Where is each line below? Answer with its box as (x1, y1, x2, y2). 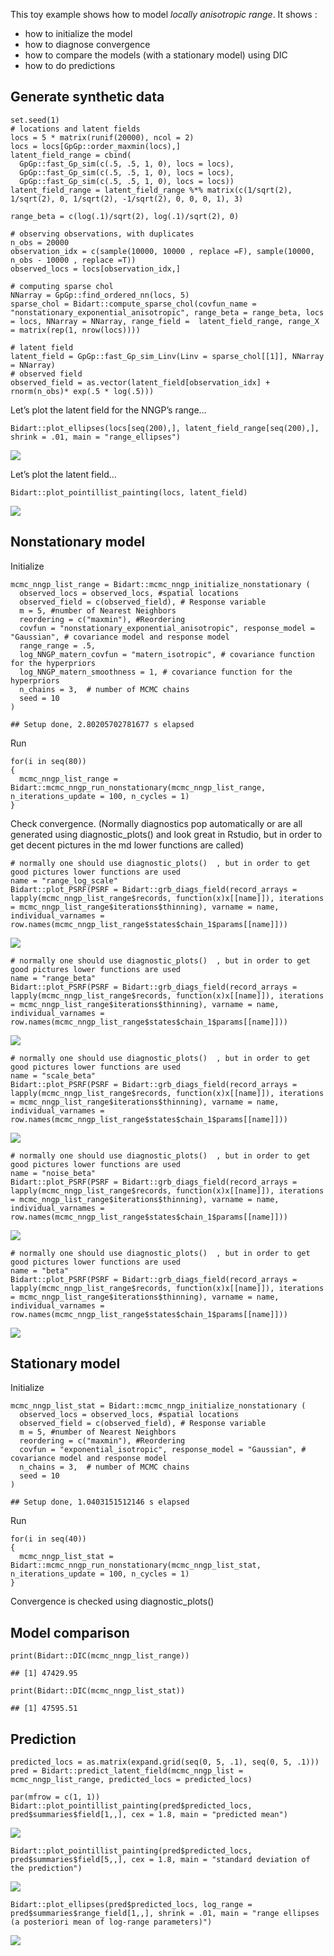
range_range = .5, (19, 640, 97, 651)
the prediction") (10, 1864, 83, 1874)
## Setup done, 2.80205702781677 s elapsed (10, 719, 195, 729)
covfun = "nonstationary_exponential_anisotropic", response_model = (19, 623, 315, 633)
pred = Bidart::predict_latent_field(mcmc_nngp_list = (10, 1766, 244, 1776)
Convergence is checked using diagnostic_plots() (10, 1595, 215, 1608)
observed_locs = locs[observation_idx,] (10, 264, 182, 274)
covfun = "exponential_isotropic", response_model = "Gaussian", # (19, 1445, 307, 1455)
